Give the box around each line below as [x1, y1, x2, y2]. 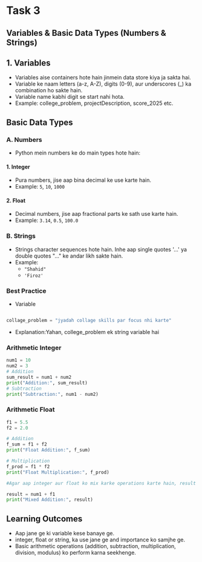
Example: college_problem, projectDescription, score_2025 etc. [15, 99, 174, 107]
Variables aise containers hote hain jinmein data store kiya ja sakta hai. [15, 74, 192, 81]
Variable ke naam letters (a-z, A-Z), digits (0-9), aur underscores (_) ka [15, 80, 192, 88]
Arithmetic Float [6, 406, 55, 414]
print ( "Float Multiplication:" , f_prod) [6, 469, 110, 475]
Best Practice [6, 286, 47, 295]
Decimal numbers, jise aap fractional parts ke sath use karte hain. [15, 210, 178, 218]
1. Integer [6, 163, 30, 170]
